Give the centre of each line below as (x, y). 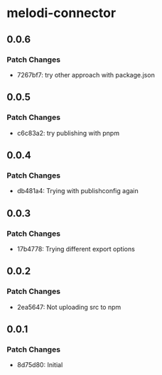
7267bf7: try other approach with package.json (86, 75)
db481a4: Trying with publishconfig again (78, 191)
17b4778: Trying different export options (76, 249)
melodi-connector (61, 13)
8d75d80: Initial (40, 365)
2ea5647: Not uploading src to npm (69, 307)
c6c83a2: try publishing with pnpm (68, 133)
